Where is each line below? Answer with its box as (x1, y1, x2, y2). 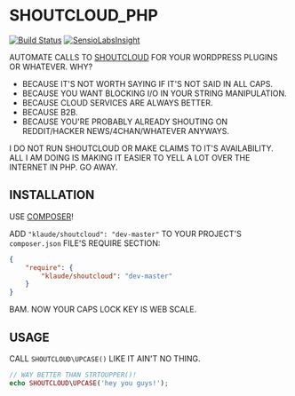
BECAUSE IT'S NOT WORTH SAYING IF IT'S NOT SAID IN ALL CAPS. (21, 78, 274, 89)
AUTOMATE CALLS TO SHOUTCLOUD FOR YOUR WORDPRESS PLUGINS (9, 51, 278, 62)
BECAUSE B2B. (21, 107, 78, 117)
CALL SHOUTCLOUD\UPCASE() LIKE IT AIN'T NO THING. (9, 352, 202, 364)
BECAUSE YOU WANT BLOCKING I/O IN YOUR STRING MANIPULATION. (21, 88, 287, 99)
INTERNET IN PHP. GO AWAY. (9, 162, 118, 172)
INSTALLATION (9, 187, 95, 202)
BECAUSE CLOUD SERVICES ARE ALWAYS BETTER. (21, 97, 213, 107)
